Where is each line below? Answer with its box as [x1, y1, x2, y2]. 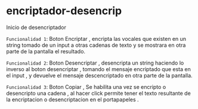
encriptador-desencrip [6, 4, 122, 18]
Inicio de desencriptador [6, 24, 67, 31]
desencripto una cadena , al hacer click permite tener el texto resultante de [6, 89, 191, 97]
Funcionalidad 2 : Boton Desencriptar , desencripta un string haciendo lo [6, 59, 184, 66]
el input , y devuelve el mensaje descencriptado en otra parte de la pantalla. [6, 72, 193, 79]
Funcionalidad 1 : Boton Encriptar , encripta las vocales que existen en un [6, 35, 187, 42]
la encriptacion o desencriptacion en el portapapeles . [6, 96, 139, 103]
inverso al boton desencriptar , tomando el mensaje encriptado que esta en [6, 65, 191, 72]
